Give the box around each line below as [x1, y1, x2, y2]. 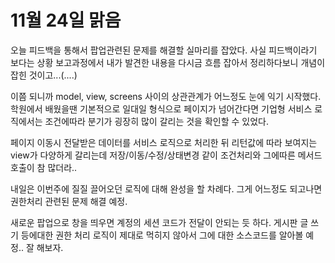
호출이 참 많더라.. [10, 161, 78, 173]
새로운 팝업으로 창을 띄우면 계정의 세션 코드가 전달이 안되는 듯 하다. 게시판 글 [10, 216, 309, 228]
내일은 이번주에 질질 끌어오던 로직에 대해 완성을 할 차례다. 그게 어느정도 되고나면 [10, 182, 323, 195]
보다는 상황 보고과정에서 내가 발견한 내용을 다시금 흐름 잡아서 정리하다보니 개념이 [10, 56, 326, 68]
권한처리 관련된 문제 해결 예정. [10, 195, 128, 207]
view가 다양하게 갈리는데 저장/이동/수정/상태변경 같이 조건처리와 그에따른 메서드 [10, 149, 323, 161]
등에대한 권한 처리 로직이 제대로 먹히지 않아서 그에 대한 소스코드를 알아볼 [20, 229, 304, 241]
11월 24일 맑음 [10, 9, 122, 32]
